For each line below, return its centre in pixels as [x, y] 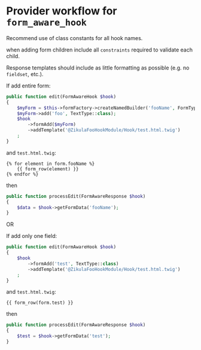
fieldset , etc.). [25, 74]
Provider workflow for [62, 11]
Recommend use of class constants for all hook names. [74, 38]
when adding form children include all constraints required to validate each [100, 50]
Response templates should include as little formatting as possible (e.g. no [98, 68]
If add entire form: [28, 86]
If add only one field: [32, 236]
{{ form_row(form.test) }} [40, 303]
